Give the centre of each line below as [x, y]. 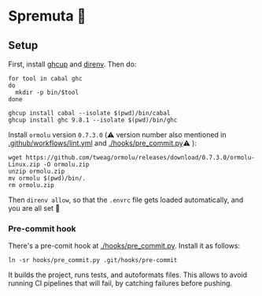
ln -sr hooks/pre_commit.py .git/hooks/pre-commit [93, 260]
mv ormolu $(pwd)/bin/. [47, 178]
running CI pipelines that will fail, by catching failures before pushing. [120, 283]
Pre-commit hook [42, 228]
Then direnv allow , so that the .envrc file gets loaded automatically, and [126, 200]
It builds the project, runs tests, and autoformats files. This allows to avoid [128, 275]
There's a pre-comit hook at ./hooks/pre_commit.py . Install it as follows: [124, 246]
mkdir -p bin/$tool [47, 92]
